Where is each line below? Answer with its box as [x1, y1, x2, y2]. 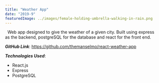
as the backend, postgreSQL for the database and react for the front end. [5, 34, 151, 40]
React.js [12, 62, 29, 68]
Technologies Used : [5, 53, 46, 59]
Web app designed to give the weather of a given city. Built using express [7, 29, 155, 35]
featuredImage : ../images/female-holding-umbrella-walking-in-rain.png [5, 16, 153, 21]
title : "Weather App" [5, 7, 49, 12]
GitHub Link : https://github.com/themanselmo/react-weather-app [5, 44, 137, 50]
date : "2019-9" [5, 12, 36, 16]
